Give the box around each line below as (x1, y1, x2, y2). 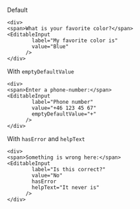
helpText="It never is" (32, 184, 100, 191)
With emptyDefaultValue (7, 67, 74, 75)
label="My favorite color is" (32, 37, 118, 44)
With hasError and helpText (7, 135, 86, 143)
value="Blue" (32, 43, 69, 50)
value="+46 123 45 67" (32, 104, 97, 111)
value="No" (32, 172, 63, 179)
